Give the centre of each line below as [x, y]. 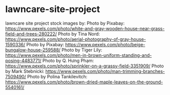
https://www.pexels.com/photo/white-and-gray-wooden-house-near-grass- [85, 28]
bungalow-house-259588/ [33, 50]
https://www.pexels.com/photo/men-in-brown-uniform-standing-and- [79, 55]
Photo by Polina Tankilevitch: [57, 76]
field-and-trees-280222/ [31, 34]
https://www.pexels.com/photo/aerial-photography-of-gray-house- [76, 39]
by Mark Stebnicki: [25, 71]
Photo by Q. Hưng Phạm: [68, 60]
